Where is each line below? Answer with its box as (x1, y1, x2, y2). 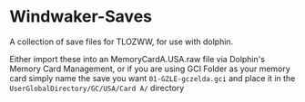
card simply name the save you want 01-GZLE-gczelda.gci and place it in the (9, 72, 296, 83)
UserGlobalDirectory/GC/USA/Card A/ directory (9, 82, 185, 93)
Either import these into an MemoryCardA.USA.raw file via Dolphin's (9, 53, 266, 64)
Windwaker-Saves (9, 6, 153, 27)
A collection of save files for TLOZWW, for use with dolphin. (9, 36, 234, 47)
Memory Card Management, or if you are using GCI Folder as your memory (9, 63, 291, 74)
